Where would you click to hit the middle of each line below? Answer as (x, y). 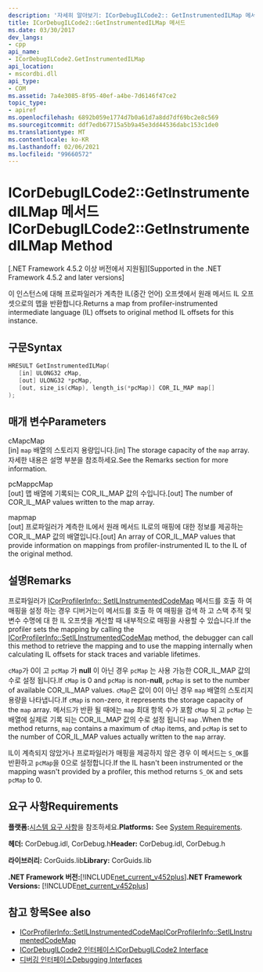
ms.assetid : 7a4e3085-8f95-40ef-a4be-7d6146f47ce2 (92, 96)
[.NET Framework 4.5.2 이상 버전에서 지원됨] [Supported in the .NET (115, 269)
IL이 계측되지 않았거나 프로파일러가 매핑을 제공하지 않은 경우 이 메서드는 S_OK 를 (128, 753)
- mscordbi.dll (33, 74)
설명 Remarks (40, 581)
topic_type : (27, 103)
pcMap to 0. (25, 780)
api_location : (31, 67)
